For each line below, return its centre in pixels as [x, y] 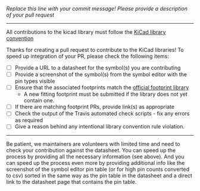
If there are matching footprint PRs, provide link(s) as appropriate [94, 107]
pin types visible [35, 81]
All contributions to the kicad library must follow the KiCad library [86, 32]
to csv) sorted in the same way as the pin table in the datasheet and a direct [99, 176]
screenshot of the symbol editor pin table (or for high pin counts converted [98, 170]
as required [29, 120]
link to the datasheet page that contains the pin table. [71, 182]
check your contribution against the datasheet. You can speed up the [91, 151]
